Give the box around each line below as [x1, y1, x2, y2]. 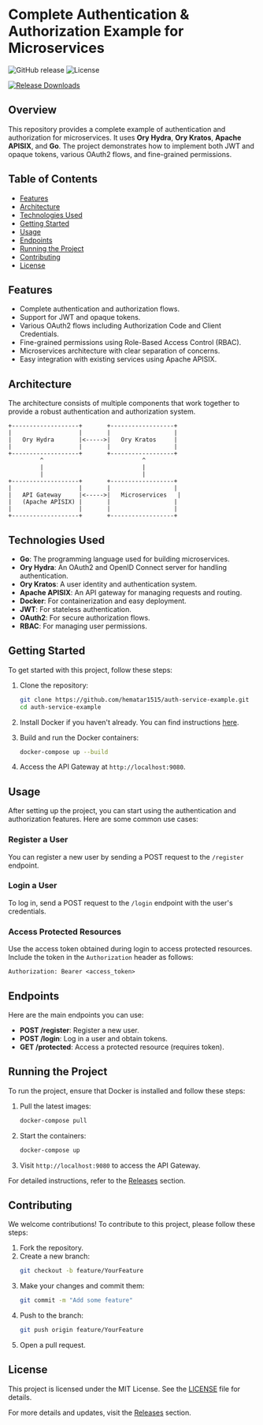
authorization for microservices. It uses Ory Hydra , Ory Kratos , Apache [8, 133, 242, 142]
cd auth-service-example [19, 703, 102, 711]
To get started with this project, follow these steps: [8, 665, 173, 674]
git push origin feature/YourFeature [19, 1326, 144, 1334]
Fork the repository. [19, 1243, 84, 1253]
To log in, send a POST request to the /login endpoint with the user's [8, 898, 234, 907]
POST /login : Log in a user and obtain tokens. [19, 1033, 168, 1043]
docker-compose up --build [19, 748, 109, 756]
